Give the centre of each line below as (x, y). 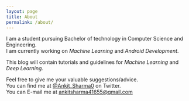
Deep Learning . (25, 68)
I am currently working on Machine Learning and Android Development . (92, 51)
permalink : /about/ (30, 22)
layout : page (22, 11)
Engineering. (21, 45)
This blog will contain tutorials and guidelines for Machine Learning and (92, 62)
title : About (22, 17)
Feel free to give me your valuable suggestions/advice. (72, 80)
